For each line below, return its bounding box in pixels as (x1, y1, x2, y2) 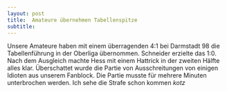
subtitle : (7, 23, 36, 30)
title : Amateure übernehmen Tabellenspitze (7, 17, 138, 24)
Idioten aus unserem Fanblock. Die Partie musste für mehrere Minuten (7, 71, 207, 80)
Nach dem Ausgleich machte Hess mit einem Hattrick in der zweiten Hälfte (7, 57, 220, 65)
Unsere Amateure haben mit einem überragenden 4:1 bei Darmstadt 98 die (7, 42, 220, 50)
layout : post (7, 10, 45, 17)
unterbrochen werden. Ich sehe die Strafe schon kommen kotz (7, 79, 185, 87)
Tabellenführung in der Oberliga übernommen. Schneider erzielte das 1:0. (7, 49, 217, 57)
